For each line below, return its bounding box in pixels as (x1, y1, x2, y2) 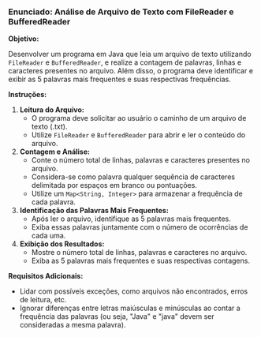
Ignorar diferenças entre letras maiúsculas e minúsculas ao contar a (19, 303, 240, 313)
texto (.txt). (31, 122, 68, 132)
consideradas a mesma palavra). (19, 320, 126, 330)
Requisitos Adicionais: (8, 271, 84, 281)
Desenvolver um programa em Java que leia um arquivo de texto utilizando (8, 50, 252, 59)
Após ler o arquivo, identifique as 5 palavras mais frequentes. (31, 214, 231, 223)
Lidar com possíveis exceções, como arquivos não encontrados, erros (19, 286, 248, 296)
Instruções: (8, 90, 47, 99)
